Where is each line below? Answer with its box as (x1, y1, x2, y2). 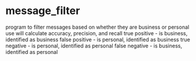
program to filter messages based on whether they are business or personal (5, 23, 190, 30)
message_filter (5, 4, 80, 18)
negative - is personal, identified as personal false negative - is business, (5, 42, 183, 49)
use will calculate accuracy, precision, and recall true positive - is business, (5, 29, 188, 36)
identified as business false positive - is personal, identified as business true (5, 36, 190, 43)
